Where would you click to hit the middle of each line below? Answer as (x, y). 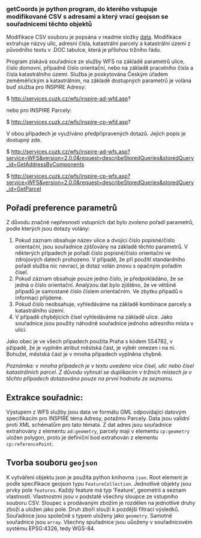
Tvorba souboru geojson (52, 463)
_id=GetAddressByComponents (45, 165)
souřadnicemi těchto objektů (49, 24)
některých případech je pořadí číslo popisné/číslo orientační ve (93, 253)
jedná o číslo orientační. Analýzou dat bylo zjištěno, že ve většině (95, 285)
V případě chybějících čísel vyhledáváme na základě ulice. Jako (94, 317)
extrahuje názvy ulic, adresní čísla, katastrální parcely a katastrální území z (98, 43)
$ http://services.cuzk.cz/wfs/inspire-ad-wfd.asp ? (68, 99)
